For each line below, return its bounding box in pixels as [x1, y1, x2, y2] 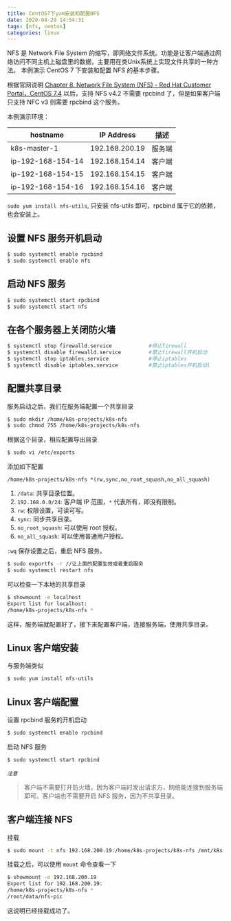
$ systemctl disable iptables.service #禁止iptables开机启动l [7, 362, 211, 369]
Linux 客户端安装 [7, 642, 79, 653]
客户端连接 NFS [7, 814, 74, 825]
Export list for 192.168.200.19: [7, 880, 103, 887]
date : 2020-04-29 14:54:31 [7, 17, 85, 23]
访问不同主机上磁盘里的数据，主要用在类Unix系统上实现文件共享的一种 [12, 58, 213, 66]
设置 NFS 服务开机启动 [7, 232, 102, 244]
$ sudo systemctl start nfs [7, 303, 88, 310]
